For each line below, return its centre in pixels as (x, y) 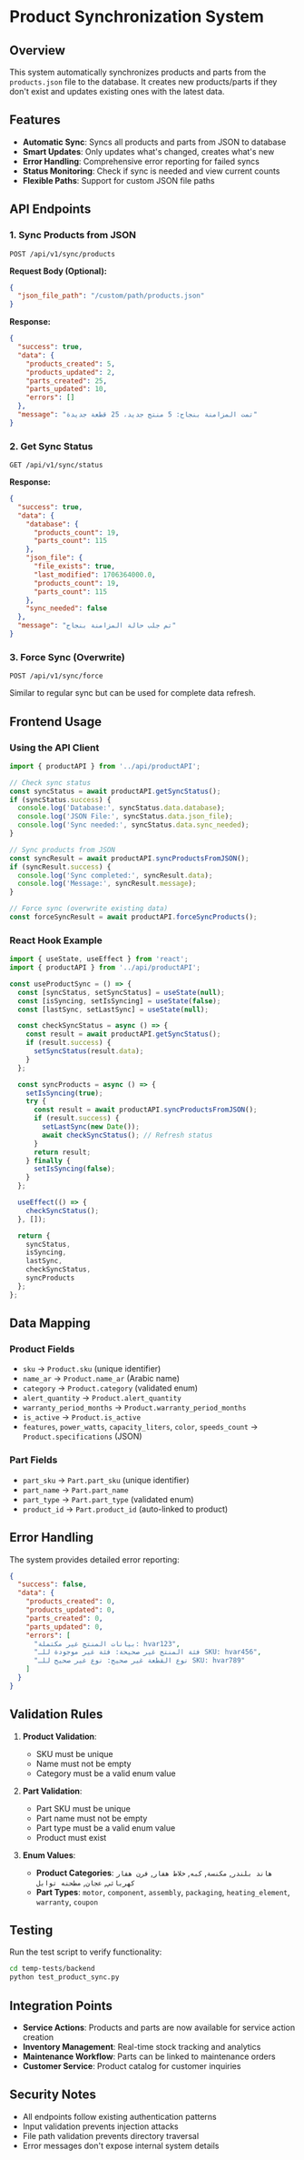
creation (38, 2037)
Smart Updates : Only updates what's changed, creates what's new (148, 151)
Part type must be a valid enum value (106, 1828)
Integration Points (61, 2006)
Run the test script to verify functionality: (86, 1952)
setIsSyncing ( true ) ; (64, 1093)
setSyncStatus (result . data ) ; (88, 1051)
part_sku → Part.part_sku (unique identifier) (106, 1480)
